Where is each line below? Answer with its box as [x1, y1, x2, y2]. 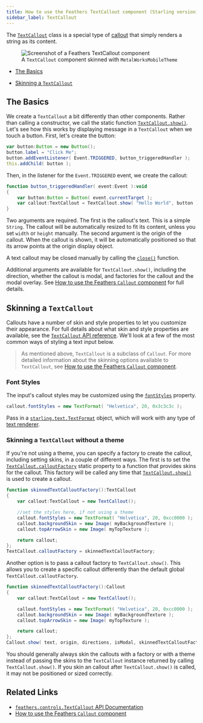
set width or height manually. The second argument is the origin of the [6, 229, 182, 237]
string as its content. [6, 38, 57, 45]
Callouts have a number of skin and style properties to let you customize [6, 319, 187, 326]
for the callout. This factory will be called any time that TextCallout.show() [6, 469, 192, 476]
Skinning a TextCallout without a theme [6, 436, 124, 444]
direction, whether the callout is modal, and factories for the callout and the [6, 272, 194, 280]
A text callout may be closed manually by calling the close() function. [6, 254, 180, 262]
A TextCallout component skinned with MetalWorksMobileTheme [21, 56, 178, 63]
